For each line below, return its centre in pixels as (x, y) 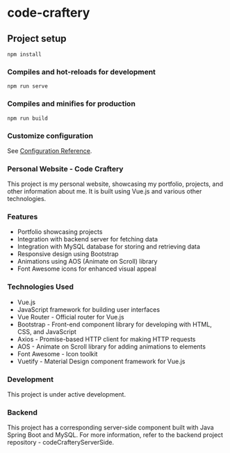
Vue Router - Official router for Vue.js (71, 317)
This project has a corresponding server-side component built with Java (110, 428)
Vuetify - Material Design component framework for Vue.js (101, 361)
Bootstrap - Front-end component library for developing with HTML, (114, 324)
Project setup (37, 39)
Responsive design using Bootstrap (68, 254)
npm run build (28, 118)
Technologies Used (41, 287)
